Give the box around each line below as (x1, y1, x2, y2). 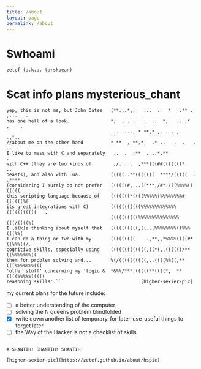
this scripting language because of (6, 193, 100, 199)
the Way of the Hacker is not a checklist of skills (15, 329, 137, 336)
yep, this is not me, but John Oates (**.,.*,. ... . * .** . (6, 108, 193, 114)
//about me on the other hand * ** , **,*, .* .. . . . (6, 140, 196, 146)
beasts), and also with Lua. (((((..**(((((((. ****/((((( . (6, 172, 196, 178)
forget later (15, 322, 44, 329)
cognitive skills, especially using (6, 247, 100, 253)
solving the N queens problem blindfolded (15, 308, 121, 316)
